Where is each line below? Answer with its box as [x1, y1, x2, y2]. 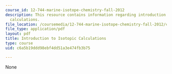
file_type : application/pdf [5, 27, 66, 32]
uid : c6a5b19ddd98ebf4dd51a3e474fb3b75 [5, 45, 91, 51]
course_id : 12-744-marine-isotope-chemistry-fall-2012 [5, 7, 125, 13]
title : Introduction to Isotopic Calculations [5, 36, 106, 41]
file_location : [5, 21, 38, 27]
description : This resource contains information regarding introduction [5, 12, 166, 17]
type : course [5, 41, 33, 46]
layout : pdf [5, 31, 31, 36]
